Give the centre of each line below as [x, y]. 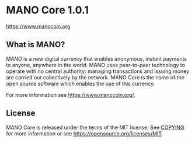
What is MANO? [36, 45]
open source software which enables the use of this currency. [81, 83]
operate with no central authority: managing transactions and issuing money [98, 71]
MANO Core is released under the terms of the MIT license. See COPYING [95, 127]
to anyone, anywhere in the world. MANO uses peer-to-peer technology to [96, 65]
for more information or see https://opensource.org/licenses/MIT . [85, 133]
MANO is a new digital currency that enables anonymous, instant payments [96, 58]
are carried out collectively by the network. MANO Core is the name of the [95, 77]
